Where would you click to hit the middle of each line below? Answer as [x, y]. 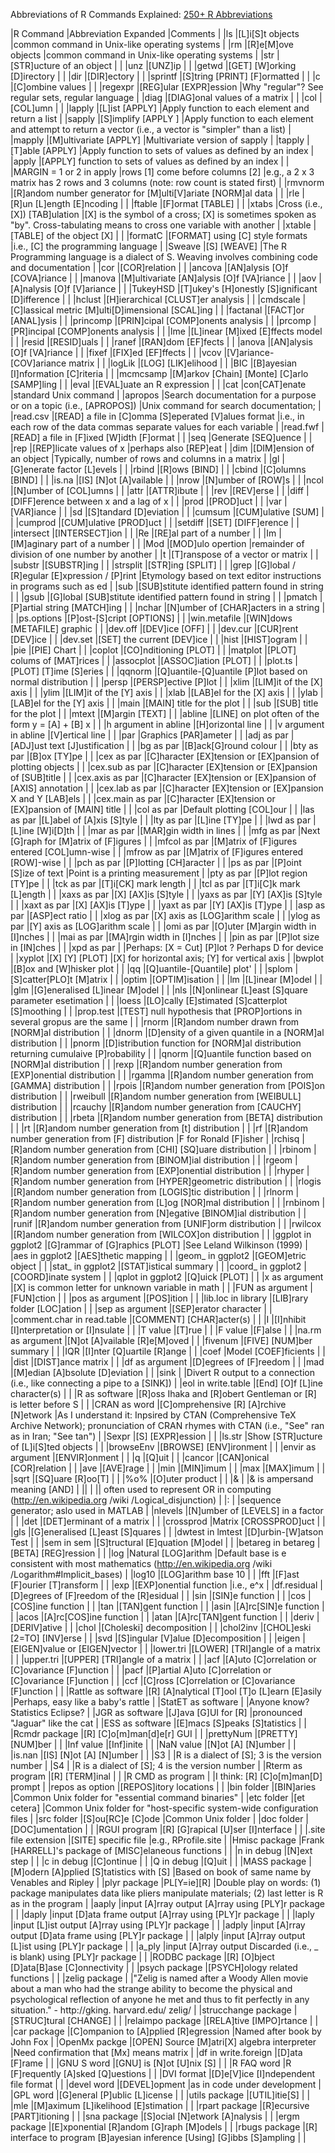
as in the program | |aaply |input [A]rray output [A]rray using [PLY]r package [167, 1903]
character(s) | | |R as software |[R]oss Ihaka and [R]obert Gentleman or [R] [163, 1393]
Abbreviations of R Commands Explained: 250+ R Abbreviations [141, 14]
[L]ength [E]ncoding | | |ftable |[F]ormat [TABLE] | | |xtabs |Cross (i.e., [178, 203]
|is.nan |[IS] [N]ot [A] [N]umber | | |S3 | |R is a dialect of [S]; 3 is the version [166, 1755]
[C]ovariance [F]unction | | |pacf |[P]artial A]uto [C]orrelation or [141, 1670]
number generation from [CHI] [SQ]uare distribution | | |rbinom [182, 1149]
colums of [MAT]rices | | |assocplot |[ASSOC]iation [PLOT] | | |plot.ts [151, 660]
